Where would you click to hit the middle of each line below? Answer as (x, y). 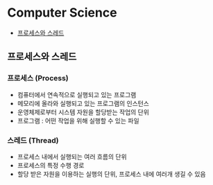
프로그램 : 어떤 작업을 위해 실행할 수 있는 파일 (78, 121)
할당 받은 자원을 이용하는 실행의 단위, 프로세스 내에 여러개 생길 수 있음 (111, 174)
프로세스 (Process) (38, 78)
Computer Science (62, 13)
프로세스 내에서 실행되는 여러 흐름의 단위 (72, 157)
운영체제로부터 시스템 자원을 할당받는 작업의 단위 (83, 112)
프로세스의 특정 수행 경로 (51, 165)
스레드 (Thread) (33, 140)
